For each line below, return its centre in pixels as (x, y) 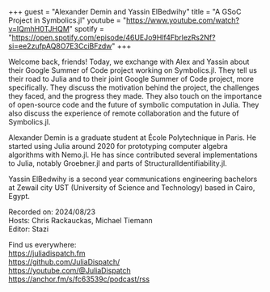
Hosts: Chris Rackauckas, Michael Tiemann (81, 220)
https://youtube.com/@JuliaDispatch (70, 271)
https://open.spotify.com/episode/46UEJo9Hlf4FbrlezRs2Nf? (114, 37)
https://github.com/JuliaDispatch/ (64, 262)
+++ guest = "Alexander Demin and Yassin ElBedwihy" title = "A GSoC (125, 12)
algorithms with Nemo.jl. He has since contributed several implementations (133, 154)
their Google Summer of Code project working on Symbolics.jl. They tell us (133, 70)
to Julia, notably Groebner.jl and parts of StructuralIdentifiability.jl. (118, 163)
